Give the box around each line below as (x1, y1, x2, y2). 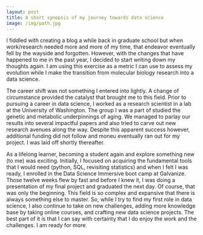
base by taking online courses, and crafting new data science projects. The (6, 209, 195, 216)
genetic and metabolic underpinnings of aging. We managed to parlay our (6, 113, 191, 120)
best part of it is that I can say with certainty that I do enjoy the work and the (6, 215, 197, 222)
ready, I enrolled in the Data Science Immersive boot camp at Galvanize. (6, 170, 186, 177)
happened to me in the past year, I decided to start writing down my (6, 56, 176, 64)
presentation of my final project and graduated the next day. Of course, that (6, 183, 195, 190)
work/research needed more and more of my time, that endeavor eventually (6, 43, 196, 50)
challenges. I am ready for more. (6, 222, 88, 229)
